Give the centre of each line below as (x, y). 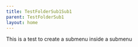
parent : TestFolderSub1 (35, 17)
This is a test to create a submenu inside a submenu (69, 39)
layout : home (22, 22)
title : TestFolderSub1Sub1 (39, 11)
